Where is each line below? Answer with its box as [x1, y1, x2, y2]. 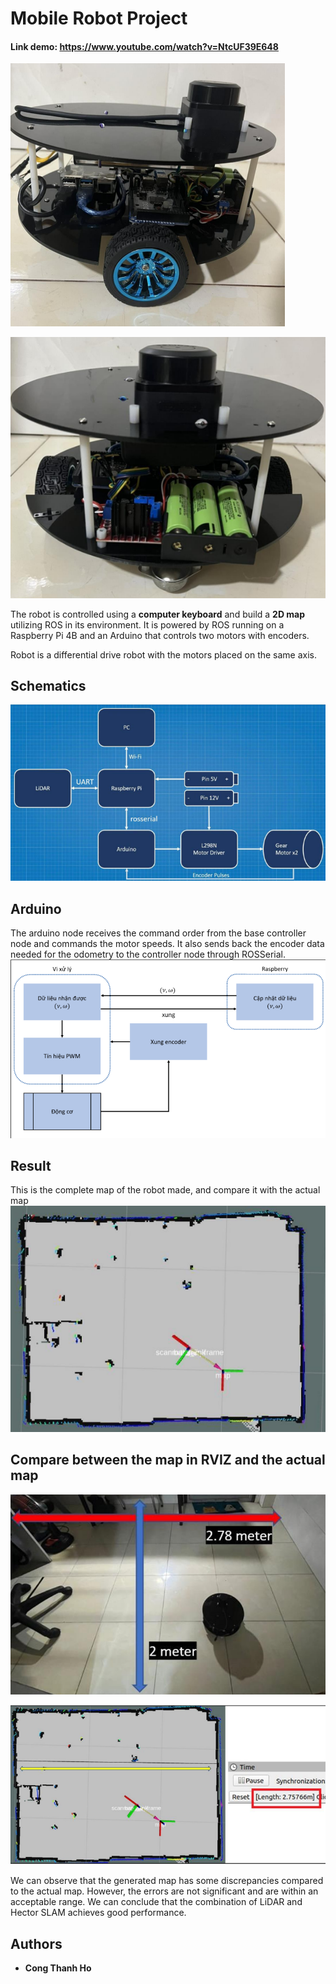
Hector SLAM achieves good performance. [10, 1907, 187, 1919]
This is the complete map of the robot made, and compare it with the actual [10, 1184, 321, 1196]
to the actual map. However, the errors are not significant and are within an [10, 1885, 319, 1897]
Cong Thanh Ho [24, 1962, 92, 1974]
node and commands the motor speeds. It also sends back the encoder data [10, 938, 325, 950]
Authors [10, 1935, 63, 1952]
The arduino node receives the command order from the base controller [10, 927, 307, 939]
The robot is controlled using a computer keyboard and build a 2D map [10, 608, 306, 620]
